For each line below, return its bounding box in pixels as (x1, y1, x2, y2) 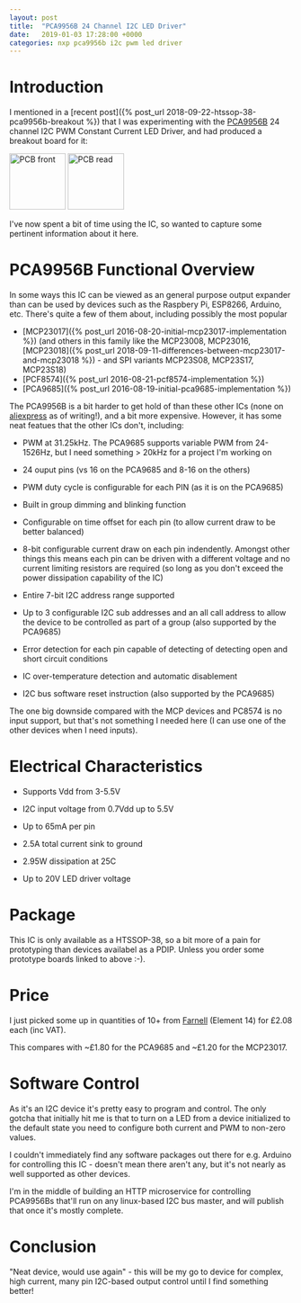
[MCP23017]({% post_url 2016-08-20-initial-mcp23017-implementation (22, 326, 288, 337)
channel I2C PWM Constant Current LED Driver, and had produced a (9, 126, 262, 137)
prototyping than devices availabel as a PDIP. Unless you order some (9, 944, 265, 955)
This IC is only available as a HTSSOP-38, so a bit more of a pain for (9, 935, 261, 945)
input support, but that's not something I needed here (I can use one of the (9, 715, 287, 726)
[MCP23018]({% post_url (22, 346, 115, 356)
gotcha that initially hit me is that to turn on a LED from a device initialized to (9, 1112, 291, 1123)
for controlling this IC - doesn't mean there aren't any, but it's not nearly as (9, 1158, 286, 1170)
